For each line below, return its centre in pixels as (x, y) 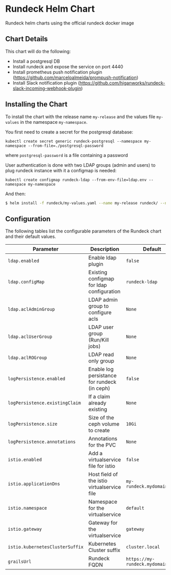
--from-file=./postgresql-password (65, 146)
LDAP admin (103, 300)
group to (98, 306)
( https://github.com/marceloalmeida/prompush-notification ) (75, 77)
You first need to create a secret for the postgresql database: (69, 132)
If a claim (99, 397)
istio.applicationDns (34, 484)
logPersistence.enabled (37, 379)
